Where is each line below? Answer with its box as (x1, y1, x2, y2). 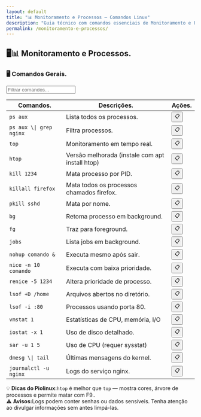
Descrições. (98, 101, 133, 109)
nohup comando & (9, 251, 56, 258)
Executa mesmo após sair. (66, 250, 141, 258)
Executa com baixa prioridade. (66, 264, 152, 272)
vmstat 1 (9, 316, 34, 323)
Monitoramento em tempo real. (66, 139, 153, 148)
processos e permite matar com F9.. (6, 391, 96, 398)
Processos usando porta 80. (66, 303, 146, 311)
